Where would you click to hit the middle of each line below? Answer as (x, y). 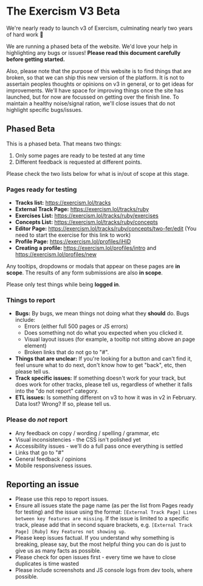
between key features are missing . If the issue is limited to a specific (102, 518)
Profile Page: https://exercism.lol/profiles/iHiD (73, 242)
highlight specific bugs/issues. (45, 110)
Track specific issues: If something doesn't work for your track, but (100, 378)
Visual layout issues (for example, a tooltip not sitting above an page (110, 340)
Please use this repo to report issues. (62, 499)
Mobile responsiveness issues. (53, 465)
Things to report (31, 300)
